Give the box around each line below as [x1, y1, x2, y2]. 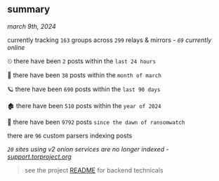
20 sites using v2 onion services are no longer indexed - [7, 145, 169, 153]
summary [7, 4, 51, 15]
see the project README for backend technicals [24, 166, 164, 174]
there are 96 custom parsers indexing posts [7, 131, 133, 140]
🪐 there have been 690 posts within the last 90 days [7, 85, 161, 93]
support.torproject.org [7, 152, 72, 161]
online [7, 43, 25, 51]
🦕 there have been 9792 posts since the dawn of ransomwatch [7, 117, 185, 126]
